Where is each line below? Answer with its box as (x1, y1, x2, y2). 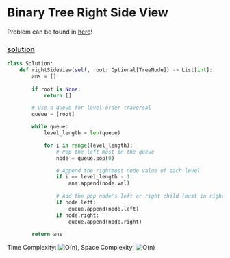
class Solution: (7, 60, 53, 67)
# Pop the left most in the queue (55, 148, 155, 155)
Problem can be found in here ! (7, 27, 93, 36)
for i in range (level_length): (43, 142, 133, 149)
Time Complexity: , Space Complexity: (7, 244, 135, 252)
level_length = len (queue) (43, 130, 121, 137)
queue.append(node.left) (68, 205, 139, 212)
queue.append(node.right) (68, 218, 142, 225)
